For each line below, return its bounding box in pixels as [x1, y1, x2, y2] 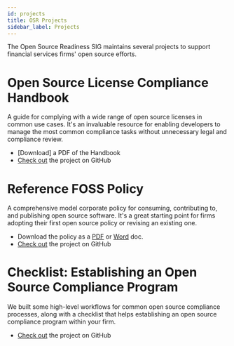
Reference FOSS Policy [7, 180, 144, 197]
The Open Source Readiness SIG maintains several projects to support [7, 43, 211, 51]
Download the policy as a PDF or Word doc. [17, 232, 144, 241]
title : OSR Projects [7, 17, 68, 24]
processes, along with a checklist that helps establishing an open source [7, 310, 217, 319]
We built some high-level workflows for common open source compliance [7, 302, 221, 311]
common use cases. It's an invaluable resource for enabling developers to [7, 120, 221, 128]
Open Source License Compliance [7, 74, 209, 91]
